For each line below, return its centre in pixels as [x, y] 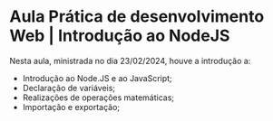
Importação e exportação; [71, 107]
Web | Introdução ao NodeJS [120, 36]
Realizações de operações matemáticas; [98, 98]
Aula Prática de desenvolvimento [137, 17]
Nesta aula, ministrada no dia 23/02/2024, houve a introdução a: [130, 60]
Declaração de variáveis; [69, 88]
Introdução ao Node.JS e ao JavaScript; [97, 78]
